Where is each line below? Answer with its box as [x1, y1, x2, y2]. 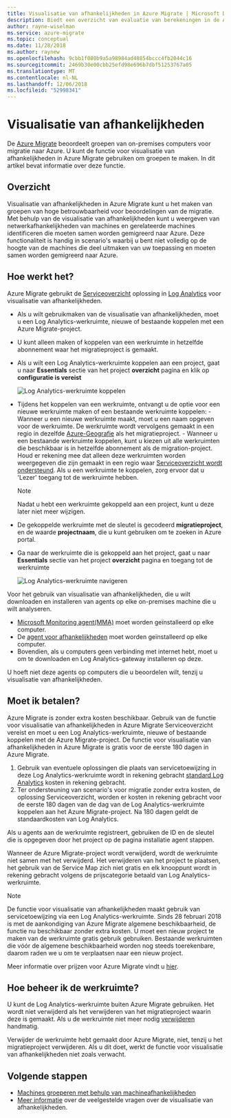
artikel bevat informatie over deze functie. [7, 161, 126, 170]
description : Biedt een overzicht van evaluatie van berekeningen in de [7, 17, 220, 23]
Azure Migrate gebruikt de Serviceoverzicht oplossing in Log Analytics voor [7, 289, 221, 297]
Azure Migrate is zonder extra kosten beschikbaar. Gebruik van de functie [7, 713, 217, 722]
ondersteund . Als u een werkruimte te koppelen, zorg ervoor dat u [16, 466, 205, 474]
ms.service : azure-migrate [7, 29, 85, 37]
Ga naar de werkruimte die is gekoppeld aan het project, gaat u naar [16, 549, 211, 557]
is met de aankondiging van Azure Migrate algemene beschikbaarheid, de [7, 919, 217, 928]
